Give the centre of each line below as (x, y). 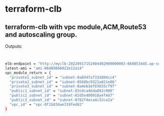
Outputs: (14, 46)
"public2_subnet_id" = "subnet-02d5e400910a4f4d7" (62, 96)
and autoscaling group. (41, 34)
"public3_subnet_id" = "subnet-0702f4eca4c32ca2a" (62, 100)
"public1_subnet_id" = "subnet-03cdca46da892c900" (62, 91)
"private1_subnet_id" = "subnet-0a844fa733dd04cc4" (63, 77)
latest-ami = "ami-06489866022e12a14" (44, 68)
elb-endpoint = (20, 64)
